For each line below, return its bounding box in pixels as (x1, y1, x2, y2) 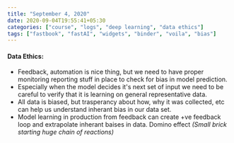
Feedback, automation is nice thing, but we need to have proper (17, 68, 204, 76)
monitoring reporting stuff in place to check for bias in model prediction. (17, 75, 228, 84)
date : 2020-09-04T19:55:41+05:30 (7, 17, 106, 24)
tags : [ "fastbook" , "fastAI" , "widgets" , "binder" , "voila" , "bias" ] (7, 30, 217, 38)
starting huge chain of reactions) (17, 128, 115, 137)
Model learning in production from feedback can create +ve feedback (17, 113, 221, 121)
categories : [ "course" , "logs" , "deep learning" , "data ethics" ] (7, 23, 204, 30)
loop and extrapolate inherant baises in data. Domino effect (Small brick (17, 120, 228, 129)
